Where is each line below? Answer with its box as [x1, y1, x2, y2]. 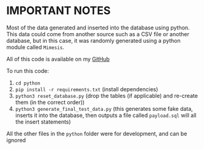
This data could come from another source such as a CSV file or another [6, 30, 190, 37]
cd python [15, 80, 41, 86]
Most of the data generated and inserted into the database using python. [6, 24, 190, 31]
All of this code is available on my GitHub [6, 55, 110, 62]
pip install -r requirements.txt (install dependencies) [15, 85, 158, 92]
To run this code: [6, 67, 49, 74]
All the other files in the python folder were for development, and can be [6, 130, 187, 137]
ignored [6, 136, 26, 144]
